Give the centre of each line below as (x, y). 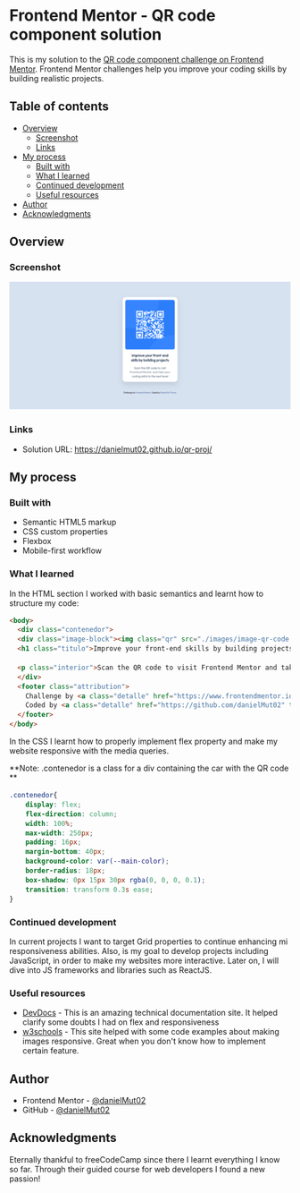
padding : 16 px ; (54, 842)
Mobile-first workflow (62, 550)
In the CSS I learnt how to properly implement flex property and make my (144, 741)
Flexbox (37, 541)
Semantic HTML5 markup (69, 522)
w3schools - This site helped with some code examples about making (150, 1032)
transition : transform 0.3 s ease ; (89, 890)
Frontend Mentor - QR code (112, 16)
